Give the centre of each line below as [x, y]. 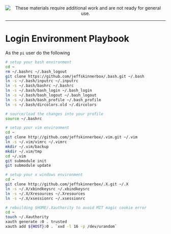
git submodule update [28, 166]
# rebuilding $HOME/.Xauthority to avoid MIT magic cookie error [76, 208]
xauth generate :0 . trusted [36, 222]
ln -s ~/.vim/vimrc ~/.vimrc [36, 142]
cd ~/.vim [16, 156]
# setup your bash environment [38, 62]
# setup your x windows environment [44, 175]
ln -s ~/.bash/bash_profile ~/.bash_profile [53, 100]
